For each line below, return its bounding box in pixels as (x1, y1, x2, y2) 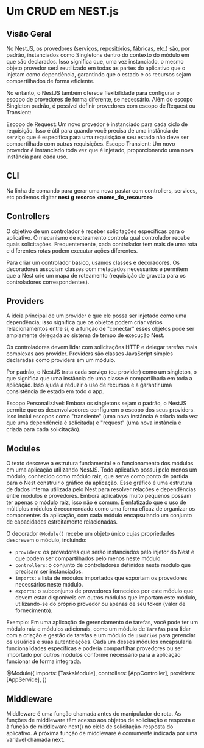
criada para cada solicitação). (6, 426, 81, 433)
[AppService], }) (6, 676, 47, 683)
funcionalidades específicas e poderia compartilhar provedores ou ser (6, 645, 183, 652)
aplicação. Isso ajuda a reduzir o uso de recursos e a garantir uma (6, 381, 172, 389)
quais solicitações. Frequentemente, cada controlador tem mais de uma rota (6, 240, 198, 248)
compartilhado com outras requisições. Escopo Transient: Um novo (6, 140, 175, 147)
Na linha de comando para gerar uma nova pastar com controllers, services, (6, 187, 198, 194)
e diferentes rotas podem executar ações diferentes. (6, 246, 138, 254)
